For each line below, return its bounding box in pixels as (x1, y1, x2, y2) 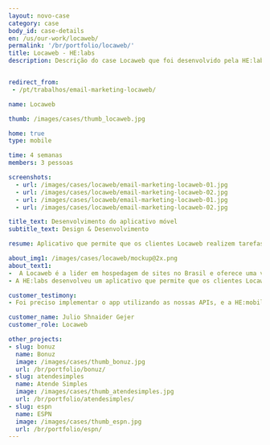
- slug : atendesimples (8, 373, 84, 381)
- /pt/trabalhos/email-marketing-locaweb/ (11, 85, 157, 93)
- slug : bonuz (8, 343, 56, 351)
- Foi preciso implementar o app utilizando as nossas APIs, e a (8, 299, 231, 307)
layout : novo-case (8, 11, 70, 20)
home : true (8, 130, 45, 138)
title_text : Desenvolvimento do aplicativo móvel (8, 218, 178, 226)
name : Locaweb (8, 100, 56, 109)
